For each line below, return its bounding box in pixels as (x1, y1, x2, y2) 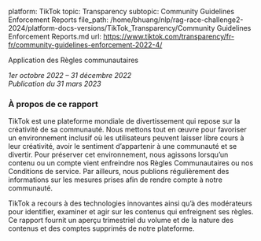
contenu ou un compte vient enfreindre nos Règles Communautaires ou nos (8, 158, 254, 168)
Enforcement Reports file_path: (8, 15, 108, 24)
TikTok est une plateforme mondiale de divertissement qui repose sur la (8, 117, 241, 126)
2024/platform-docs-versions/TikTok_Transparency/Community (8, 24, 215, 32)
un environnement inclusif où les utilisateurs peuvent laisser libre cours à (8, 133, 244, 143)
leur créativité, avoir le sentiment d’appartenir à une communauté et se (8, 142, 237, 151)
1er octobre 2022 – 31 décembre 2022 (8, 71, 132, 80)
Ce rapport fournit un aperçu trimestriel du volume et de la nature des (8, 216, 234, 225)
